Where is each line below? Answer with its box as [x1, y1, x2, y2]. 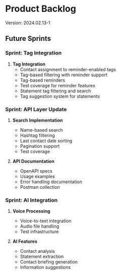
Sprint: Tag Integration [5, 49, 62, 57]
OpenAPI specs [20, 168, 53, 174]
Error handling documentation [20, 179, 82, 185]
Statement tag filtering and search [20, 88, 91, 94]
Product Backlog [5, 3, 77, 15]
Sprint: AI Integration [5, 196, 58, 203]
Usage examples [20, 173, 55, 179]
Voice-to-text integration [20, 218, 72, 224]
